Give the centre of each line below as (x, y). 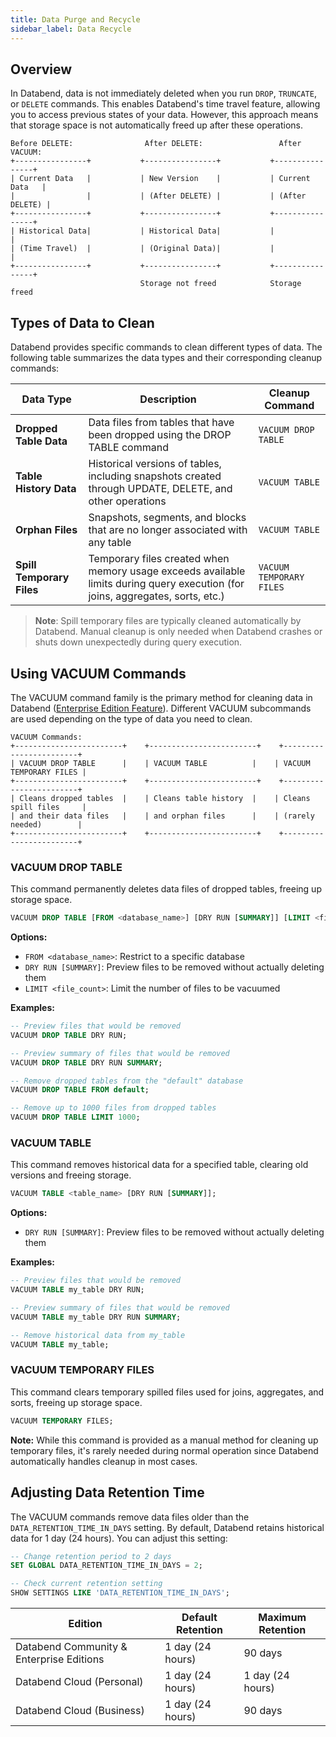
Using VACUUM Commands (98, 673)
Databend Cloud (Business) (80, 1711)
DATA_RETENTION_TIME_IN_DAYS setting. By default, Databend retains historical (167, 1527)
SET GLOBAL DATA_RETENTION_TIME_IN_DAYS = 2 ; (106, 1566)
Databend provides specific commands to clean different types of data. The (166, 347)
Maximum (282, 1618)
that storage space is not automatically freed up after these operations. (157, 125)
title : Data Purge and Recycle (75, 19)
